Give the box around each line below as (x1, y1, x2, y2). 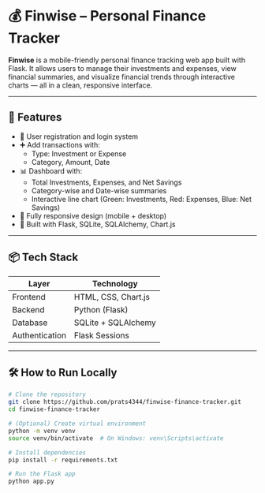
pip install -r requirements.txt (8, 456, 118, 464)
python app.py (8, 477, 55, 486)
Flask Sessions (73, 330, 130, 341)
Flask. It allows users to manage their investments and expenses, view (8, 63, 237, 73)
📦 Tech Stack (8, 251, 79, 264)
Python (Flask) (73, 304, 129, 315)
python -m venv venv (8, 427, 77, 435)
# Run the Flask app (8, 470, 77, 478)
